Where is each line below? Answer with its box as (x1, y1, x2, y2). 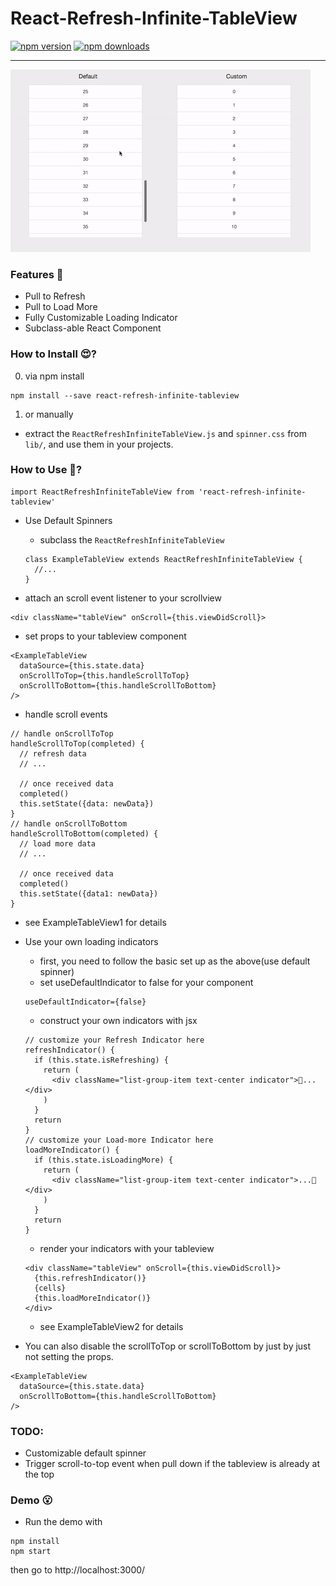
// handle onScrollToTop (10, 728, 114, 739)
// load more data (19, 838, 97, 849)
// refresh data (19, 748, 87, 759)
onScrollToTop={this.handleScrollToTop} (19, 670, 190, 681)
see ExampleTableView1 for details (24, 916, 167, 928)
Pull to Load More (24, 301, 98, 313)
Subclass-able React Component (24, 322, 162, 334)
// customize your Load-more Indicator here (24, 1135, 214, 1145)
